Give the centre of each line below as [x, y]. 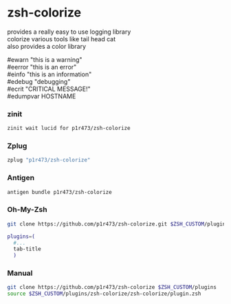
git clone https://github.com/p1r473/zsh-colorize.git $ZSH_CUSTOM [106, 224]
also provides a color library [47, 46]
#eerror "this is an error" [42, 67]
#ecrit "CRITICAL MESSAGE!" [49, 89]
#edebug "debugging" [39, 81]
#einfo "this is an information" [49, 74]
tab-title [27, 249]
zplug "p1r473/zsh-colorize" [49, 160]
